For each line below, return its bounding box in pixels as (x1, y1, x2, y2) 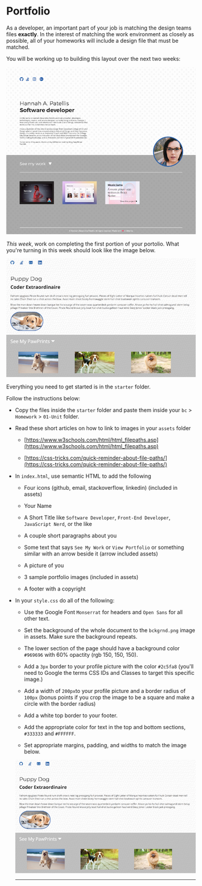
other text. (23, 615, 50, 622)
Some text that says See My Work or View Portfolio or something (23, 544, 185, 551)
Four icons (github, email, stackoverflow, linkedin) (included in (23, 484, 178, 492)
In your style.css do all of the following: (14, 597, 115, 604)
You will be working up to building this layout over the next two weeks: (6, 55, 181, 62)
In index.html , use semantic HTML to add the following (14, 472, 151, 480)
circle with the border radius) (23, 700, 96, 707)
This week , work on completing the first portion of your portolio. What (6, 240, 179, 247)
